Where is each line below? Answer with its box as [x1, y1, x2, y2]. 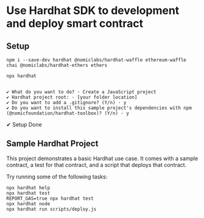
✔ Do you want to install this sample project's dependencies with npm [6, 105, 192, 111]
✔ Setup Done [6, 121, 43, 128]
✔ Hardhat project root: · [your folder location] [6, 94, 138, 100]
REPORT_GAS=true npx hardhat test [6, 195, 94, 202]
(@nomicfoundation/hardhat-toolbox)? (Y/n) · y [6, 110, 130, 116]
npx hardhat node [6, 200, 51, 207]
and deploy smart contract [6, 16, 144, 30]
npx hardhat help [6, 185, 51, 191]
